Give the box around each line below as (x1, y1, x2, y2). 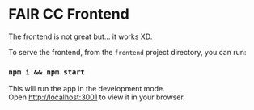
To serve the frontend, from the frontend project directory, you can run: (8, 47, 247, 57)
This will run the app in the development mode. (8, 84, 166, 94)
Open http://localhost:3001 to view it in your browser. (8, 92, 186, 102)
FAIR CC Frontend (8, 5, 129, 23)
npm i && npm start (8, 67, 85, 77)
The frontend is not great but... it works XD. (8, 32, 153, 41)
